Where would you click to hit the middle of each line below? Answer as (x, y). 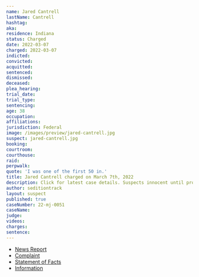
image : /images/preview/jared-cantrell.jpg (61, 133)
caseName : (18, 210)
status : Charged (26, 39)
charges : (17, 227)
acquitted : (20, 67)
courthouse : (21, 155)
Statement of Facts (38, 262)
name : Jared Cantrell (33, 12)
